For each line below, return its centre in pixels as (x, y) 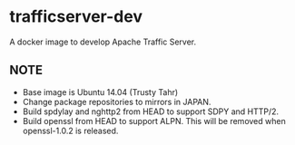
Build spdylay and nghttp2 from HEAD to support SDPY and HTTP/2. (151, 111)
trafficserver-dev (76, 17)
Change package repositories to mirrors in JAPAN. (117, 101)
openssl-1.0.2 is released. (70, 130)
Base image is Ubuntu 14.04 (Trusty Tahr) (100, 92)
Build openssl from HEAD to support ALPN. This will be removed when (154, 121)
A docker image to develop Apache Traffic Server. (103, 42)
